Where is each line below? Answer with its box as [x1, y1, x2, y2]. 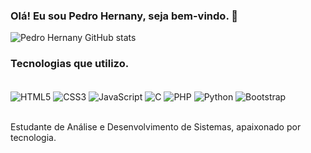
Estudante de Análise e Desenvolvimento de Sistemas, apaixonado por [10, 121, 302, 133]
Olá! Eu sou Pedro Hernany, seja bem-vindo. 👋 [10, 9, 238, 23]
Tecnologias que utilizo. [10, 57, 130, 71]
